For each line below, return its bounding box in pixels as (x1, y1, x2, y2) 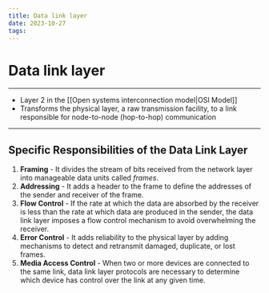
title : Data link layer (8, 11, 88, 20)
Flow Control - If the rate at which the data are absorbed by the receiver (19, 198, 259, 209)
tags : (8, 26, 26, 35)
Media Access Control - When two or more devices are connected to (19, 258, 250, 268)
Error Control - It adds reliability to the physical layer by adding (19, 233, 229, 242)
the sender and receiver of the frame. (19, 190, 144, 200)
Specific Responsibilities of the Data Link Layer (8, 143, 248, 157)
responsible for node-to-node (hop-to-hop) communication (19, 112, 216, 122)
